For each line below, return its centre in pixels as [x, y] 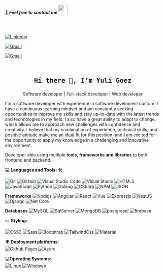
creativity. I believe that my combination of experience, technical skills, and [81, 130]
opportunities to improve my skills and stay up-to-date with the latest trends [82, 114]
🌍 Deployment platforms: [32, 242]
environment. [18, 146]
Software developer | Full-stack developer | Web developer [83, 94]
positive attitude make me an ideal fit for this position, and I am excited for [80, 135]
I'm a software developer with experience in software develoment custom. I [82, 104]
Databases [16, 211]
